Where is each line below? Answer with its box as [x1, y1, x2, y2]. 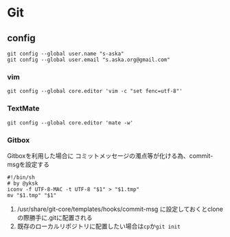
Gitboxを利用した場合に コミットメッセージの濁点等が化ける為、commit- [7, 151, 214, 159]
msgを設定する [7, 160, 50, 168]
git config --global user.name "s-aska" [7, 50, 125, 57]
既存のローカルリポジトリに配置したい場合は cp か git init [16, 222, 181, 230]
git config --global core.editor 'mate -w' [7, 119, 134, 126]
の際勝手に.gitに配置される [16, 213, 93, 221]
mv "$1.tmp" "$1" [7, 192, 57, 199]
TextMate [7, 104, 40, 113]
